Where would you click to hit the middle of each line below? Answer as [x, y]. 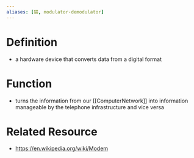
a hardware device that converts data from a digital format [88, 59]
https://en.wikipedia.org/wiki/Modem [62, 149]
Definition [32, 42]
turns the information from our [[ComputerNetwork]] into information [102, 101]
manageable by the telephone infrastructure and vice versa [90, 107]
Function [29, 84]
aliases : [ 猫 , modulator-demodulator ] [55, 12]
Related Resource [52, 131]
